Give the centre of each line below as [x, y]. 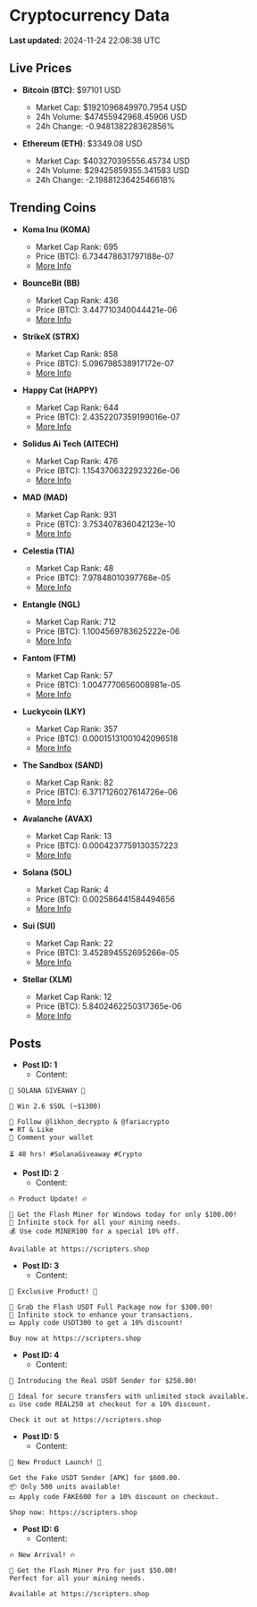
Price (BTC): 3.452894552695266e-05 [107, 953]
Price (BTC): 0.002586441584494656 [105, 899]
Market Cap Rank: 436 [77, 300]
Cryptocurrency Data [90, 16]
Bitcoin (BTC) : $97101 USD [71, 89]
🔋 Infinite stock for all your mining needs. [95, 1223]
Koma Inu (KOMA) [56, 229]
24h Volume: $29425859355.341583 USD [112, 170]
